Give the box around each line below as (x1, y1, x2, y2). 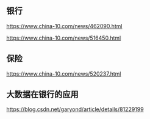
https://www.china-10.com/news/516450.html (6, 34, 121, 41)
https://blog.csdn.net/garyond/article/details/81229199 (6, 106, 145, 113)
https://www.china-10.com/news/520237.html (6, 70, 121, 78)
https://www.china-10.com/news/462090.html (6, 22, 123, 29)
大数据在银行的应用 (6, 89, 79, 99)
